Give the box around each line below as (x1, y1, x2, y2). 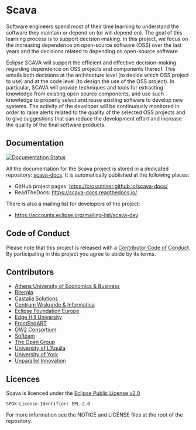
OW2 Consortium (14, 326, 57, 333)
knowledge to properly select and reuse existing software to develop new (6, 96, 183, 103)
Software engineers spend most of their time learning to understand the (6, 23, 180, 30)
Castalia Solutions (14, 295, 59, 302)
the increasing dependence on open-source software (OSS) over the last (6, 42, 182, 49)
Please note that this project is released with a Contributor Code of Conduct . (6, 244, 191, 251)
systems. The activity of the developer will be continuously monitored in (6, 102, 180, 109)
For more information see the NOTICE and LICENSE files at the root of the (6, 411, 183, 418)
